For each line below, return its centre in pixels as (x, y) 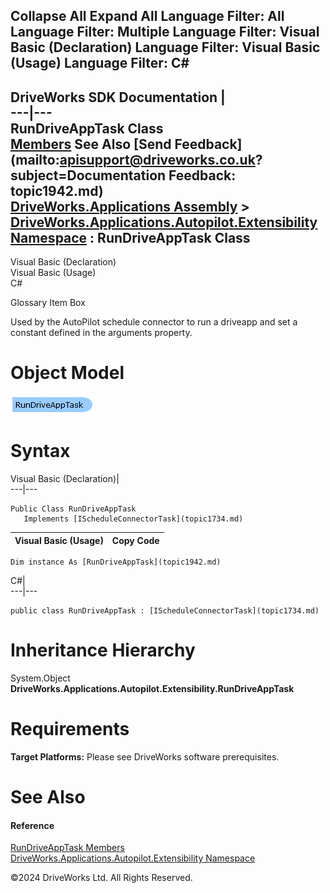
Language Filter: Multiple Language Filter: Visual (165, 32)
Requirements (70, 729)
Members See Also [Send (91, 144)
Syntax (40, 451)
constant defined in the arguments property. (101, 333)
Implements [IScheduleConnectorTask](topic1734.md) (133, 519)
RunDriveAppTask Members (67, 848)
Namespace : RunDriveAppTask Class (130, 237)
